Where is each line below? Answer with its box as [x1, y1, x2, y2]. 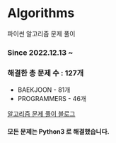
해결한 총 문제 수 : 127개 [7, 68, 84, 78]
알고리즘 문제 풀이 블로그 [7, 110, 76, 118]
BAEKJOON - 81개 [17, 85, 71, 94]
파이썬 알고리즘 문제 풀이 [7, 29, 76, 38]
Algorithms [7, 5, 75, 21]
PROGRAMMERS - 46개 [17, 95, 87, 103]
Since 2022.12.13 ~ [7, 48, 74, 58]
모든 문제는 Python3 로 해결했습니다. [7, 127, 110, 136]
